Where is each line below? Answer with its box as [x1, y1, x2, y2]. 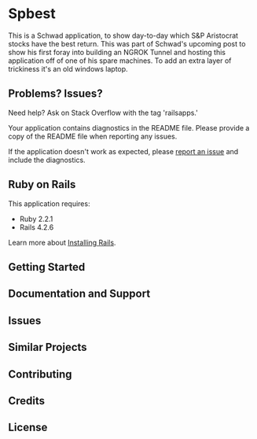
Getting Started [8, 260, 86, 274]
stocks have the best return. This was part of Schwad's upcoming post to [8, 39, 246, 48]
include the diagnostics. [8, 155, 86, 164]
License [8, 421, 48, 434]
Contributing [8, 367, 72, 381]
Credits [8, 394, 46, 408]
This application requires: [8, 198, 90, 208]
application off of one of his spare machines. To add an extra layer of [8, 56, 232, 65]
